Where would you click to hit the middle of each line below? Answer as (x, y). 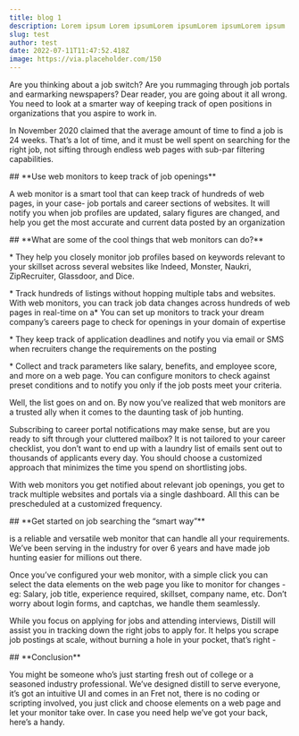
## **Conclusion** (45, 657)
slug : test (29, 34)
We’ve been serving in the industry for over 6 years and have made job (140, 548)
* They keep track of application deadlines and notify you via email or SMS (146, 339)
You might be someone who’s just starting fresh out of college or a (132, 674)
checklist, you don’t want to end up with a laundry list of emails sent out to (146, 448)
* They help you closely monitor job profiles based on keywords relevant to (147, 257)
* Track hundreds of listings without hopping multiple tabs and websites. (143, 293)
